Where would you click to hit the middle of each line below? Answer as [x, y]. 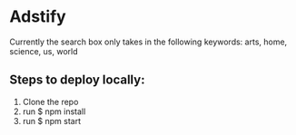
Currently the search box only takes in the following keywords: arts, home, [148, 42]
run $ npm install [54, 111]
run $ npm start [52, 121]
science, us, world [44, 51]
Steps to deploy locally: [77, 80]
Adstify [38, 17]
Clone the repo [50, 101]
